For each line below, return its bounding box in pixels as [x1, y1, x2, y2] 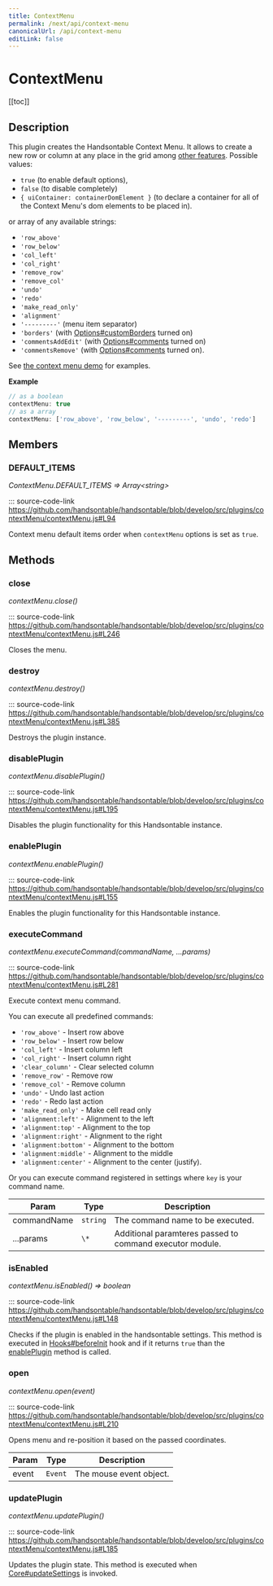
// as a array [8, 407, 57, 415]
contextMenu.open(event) [8, 1386, 96, 1395]
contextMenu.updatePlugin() [8, 1510, 105, 1520]
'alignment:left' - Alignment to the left [19, 1114, 154, 1124]
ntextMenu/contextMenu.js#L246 [8, 629, 120, 639]
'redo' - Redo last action [19, 1096, 104, 1106]
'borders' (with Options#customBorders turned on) [19, 327, 193, 337]
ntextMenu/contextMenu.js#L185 [8, 1544, 119, 1553]
